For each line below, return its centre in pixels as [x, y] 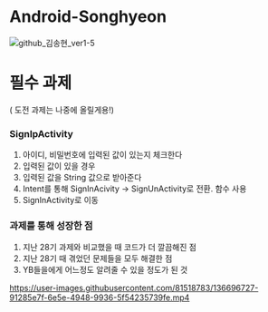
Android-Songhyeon [88, 17]
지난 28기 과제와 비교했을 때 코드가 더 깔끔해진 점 [110, 248]
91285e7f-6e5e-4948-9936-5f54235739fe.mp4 [100, 297]
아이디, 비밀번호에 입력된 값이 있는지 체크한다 [102, 155]
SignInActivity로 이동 [61, 200]
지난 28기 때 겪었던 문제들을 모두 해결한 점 [97, 258]
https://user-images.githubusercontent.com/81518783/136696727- [134, 288]
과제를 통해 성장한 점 [51, 226]
